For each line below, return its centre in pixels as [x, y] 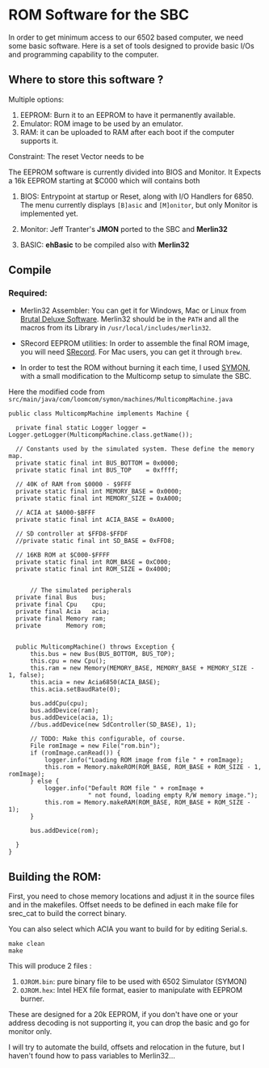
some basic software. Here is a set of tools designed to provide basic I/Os [131, 45]
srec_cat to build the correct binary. [67, 914]
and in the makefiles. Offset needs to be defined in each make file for [123, 905]
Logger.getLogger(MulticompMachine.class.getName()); [101, 435]
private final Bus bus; [61, 598]
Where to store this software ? [86, 80]
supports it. [39, 141]
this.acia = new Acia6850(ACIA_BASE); [95, 683]
